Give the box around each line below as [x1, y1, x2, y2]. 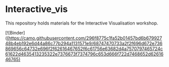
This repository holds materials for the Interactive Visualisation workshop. [5, 20, 158, 26]
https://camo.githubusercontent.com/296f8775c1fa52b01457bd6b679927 [8, 35, 162, 41]
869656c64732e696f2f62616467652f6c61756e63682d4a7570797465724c [5, 45, 163, 51]
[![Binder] [5, 29, 25, 35]
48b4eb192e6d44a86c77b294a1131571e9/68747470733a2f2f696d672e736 [5, 40, 163, 46]
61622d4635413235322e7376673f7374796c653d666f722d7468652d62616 [5, 51, 164, 57]
